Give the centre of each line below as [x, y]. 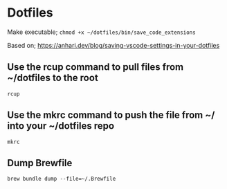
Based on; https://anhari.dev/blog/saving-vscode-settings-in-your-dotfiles [113, 45]
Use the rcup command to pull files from [96, 67]
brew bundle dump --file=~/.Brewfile [62, 179]
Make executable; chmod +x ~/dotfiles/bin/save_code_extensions [101, 32]
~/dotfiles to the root [53, 78]
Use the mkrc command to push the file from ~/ [111, 115]
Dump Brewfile [40, 163]
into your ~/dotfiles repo [61, 126]
